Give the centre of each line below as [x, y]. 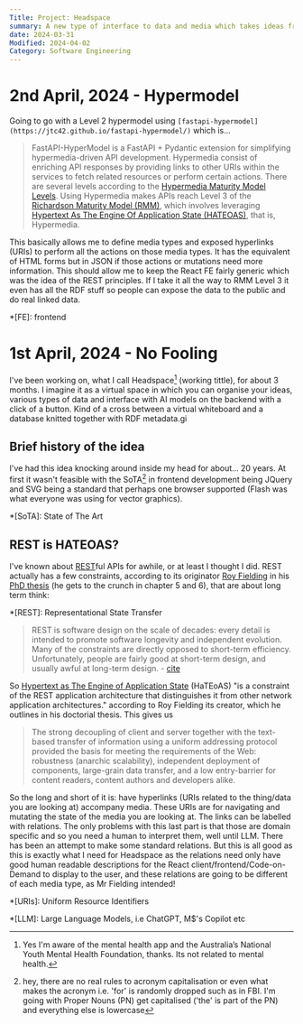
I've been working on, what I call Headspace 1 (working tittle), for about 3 [144, 379]
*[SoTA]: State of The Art [56, 516]
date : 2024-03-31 [42, 34]
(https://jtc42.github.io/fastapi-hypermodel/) [101, 132]
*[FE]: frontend [38, 318]
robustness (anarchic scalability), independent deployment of [146, 761]
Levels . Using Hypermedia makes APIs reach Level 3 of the [141, 196]
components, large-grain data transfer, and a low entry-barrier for [154, 770]
